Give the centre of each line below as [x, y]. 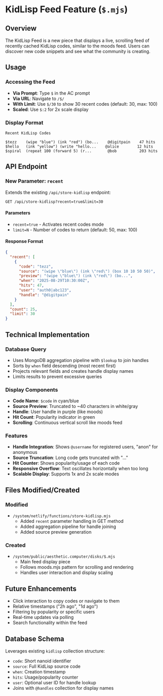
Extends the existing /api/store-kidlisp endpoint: [58, 192]
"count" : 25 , [24, 309]
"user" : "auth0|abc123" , [45, 290]
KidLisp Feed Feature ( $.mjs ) [67, 9]
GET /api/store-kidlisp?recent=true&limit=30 [54, 202]
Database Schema [35, 639]
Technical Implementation [47, 335]
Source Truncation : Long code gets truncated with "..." [70, 458]
